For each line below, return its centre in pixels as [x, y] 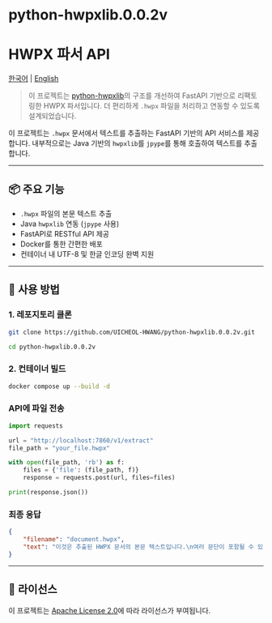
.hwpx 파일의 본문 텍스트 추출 [66, 213]
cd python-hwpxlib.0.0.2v [52, 347]
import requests [36, 426]
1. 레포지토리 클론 [40, 315]
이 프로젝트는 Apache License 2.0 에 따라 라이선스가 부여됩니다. [110, 610]
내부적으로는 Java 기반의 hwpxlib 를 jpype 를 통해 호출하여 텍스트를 [137, 143]
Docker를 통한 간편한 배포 [61, 244]
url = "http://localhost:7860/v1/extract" [81, 440]
